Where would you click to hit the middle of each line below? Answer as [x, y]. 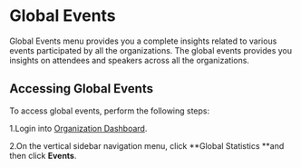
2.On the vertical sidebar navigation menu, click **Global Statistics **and [147, 145]
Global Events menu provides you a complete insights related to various [143, 41]
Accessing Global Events [82, 89]
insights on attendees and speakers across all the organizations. [129, 60]
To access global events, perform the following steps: [110, 111]
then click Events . [43, 155]
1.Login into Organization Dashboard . [78, 128]
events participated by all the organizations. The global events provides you [151, 50]
